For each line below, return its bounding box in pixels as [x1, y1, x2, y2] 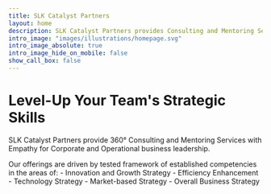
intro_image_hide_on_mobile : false [8, 49, 128, 57]
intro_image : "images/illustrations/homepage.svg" [8, 34, 182, 43]
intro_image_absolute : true [8, 42, 103, 50]
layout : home [8, 19, 52, 27]
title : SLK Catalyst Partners [8, 11, 110, 20]
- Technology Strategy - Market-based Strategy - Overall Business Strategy [8, 176, 261, 186]
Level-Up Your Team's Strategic [8, 92, 227, 109]
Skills [8, 109, 46, 127]
